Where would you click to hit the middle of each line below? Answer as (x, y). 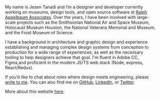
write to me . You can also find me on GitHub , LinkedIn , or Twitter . (70, 82)
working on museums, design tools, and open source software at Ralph (76, 12)
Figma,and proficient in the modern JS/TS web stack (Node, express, (74, 63)
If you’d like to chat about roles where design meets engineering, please (77, 77)
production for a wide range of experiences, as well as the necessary (74, 52)
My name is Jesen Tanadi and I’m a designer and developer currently (74, 7)
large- (143, 17)
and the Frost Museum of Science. (40, 33)
